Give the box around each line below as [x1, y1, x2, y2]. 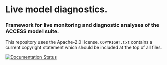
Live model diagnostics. [5, 4, 108, 15]
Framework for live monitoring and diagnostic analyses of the [5, 22, 160, 29]
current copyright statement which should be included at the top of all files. [5, 44, 162, 51]
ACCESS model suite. [5, 28, 59, 35]
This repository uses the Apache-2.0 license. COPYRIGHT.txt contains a [5, 39, 153, 45]
